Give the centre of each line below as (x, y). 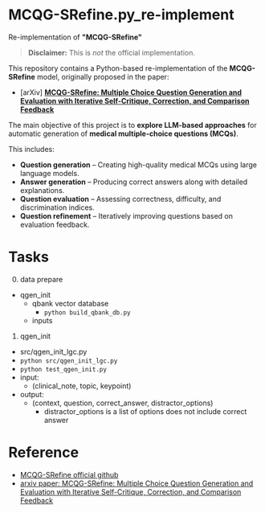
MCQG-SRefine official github (69, 474)
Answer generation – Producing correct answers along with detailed (134, 182)
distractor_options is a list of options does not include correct (145, 411)
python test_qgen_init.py (63, 369)
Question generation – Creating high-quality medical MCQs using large (138, 164)
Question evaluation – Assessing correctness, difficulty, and (120, 199)
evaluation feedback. (55, 224)
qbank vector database (70, 303)
